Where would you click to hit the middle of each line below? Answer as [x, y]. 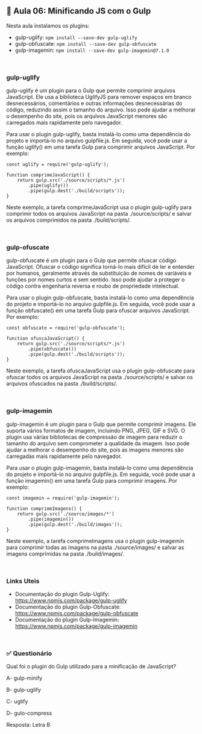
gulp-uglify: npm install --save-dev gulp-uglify [76, 37]
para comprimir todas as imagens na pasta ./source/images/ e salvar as [95, 547]
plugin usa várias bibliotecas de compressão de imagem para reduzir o [94, 437]
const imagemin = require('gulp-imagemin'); [63, 498]
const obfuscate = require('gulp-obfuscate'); [66, 328]
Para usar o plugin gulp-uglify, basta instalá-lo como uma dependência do [99, 134]
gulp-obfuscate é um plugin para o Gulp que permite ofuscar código [91, 260]
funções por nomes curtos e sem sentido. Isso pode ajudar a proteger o [96, 280]
